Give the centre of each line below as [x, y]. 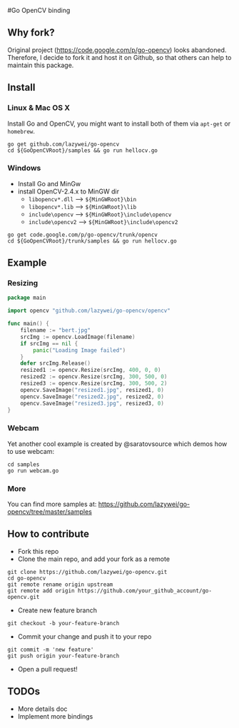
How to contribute [49, 534]
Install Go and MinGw [49, 183]
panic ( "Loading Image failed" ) [80, 350]
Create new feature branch [57, 610]
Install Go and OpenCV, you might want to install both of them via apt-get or [119, 123]
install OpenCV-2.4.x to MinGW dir [68, 191]
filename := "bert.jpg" [56, 330]
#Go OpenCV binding [39, 10]
